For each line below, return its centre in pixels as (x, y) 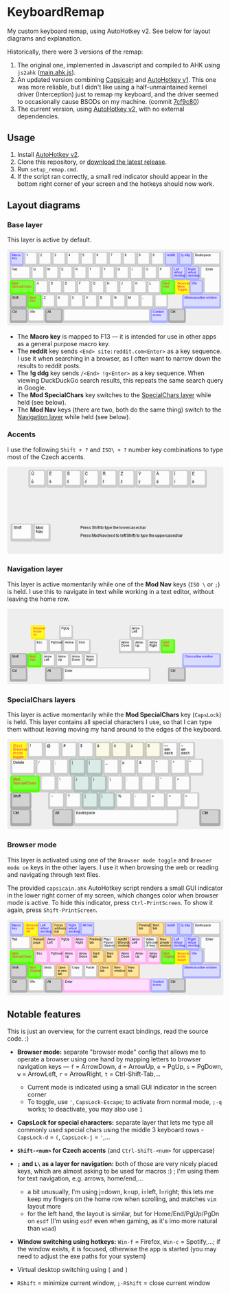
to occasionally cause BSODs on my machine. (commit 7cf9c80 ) (108, 101)
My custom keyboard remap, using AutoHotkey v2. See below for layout (109, 31)
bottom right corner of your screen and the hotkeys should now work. (116, 184)
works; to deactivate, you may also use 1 (85, 1109)
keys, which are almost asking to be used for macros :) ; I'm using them (118, 1171)
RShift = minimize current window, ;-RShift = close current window (114, 1283)
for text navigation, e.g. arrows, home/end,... (80, 1178)
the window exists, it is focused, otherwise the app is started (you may (117, 1249)
